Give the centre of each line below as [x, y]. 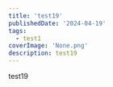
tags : [17, 31]
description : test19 [43, 53]
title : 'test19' [36, 16]
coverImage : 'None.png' [48, 46]
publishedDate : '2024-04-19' [57, 23]
